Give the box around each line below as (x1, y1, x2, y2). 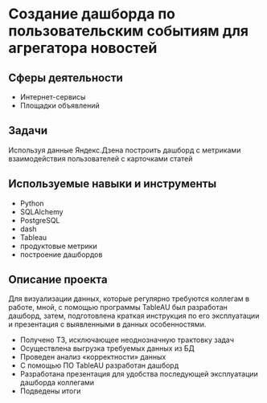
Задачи (8, 124, 48, 137)
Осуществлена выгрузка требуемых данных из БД (19, 344, 195, 353)
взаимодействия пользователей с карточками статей (8, 153, 193, 163)
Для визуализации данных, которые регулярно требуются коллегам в (8, 294, 250, 303)
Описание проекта (8, 273, 108, 287)
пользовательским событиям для (8, 22, 249, 40)
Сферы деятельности (8, 71, 123, 84)
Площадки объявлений (19, 101, 101, 110)
